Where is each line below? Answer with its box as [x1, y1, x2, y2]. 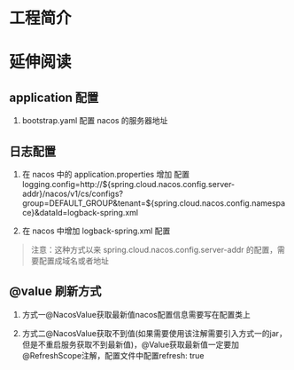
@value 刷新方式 [9, 284, 102, 299]
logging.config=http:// [21, 179, 104, 189]
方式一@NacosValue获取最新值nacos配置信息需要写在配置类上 [21, 309, 251, 319]
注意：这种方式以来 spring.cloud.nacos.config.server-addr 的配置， [30, 245, 278, 255]
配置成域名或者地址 [38, 256, 109, 266]
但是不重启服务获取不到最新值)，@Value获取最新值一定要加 [21, 339, 240, 350]
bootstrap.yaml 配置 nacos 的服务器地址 [21, 115, 168, 126]
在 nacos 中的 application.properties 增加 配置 [21, 169, 190, 179]
